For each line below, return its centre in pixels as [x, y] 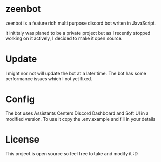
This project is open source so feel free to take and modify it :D [72, 153]
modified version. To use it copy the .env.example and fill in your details [81, 119]
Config [20, 99]
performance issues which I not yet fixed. [49, 78]
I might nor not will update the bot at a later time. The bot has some [76, 73]
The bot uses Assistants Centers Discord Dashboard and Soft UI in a [77, 113]
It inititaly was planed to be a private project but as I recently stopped [78, 33]
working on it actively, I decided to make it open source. [64, 38]
